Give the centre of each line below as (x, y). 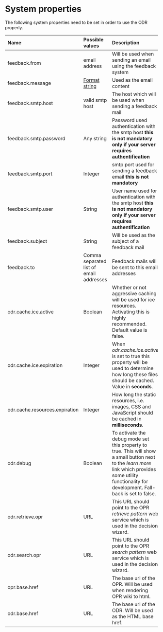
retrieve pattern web (135, 513)
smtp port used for (133, 164)
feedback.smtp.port (30, 174)
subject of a (125, 241)
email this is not (130, 177)
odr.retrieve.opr (25, 517)
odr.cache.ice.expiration (35, 365)
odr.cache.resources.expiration (43, 410)
